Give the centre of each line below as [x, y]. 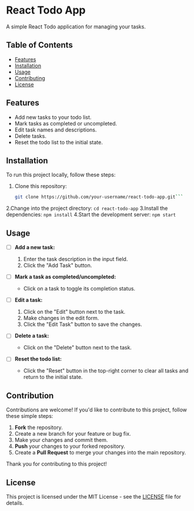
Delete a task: [32, 336]
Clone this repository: [41, 186]
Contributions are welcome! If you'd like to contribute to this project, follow [96, 410]
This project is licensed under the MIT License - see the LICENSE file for [93, 497]
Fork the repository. [39, 427]
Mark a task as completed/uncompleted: [65, 277]
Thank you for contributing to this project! [56, 464]
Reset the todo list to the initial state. [58, 142]
